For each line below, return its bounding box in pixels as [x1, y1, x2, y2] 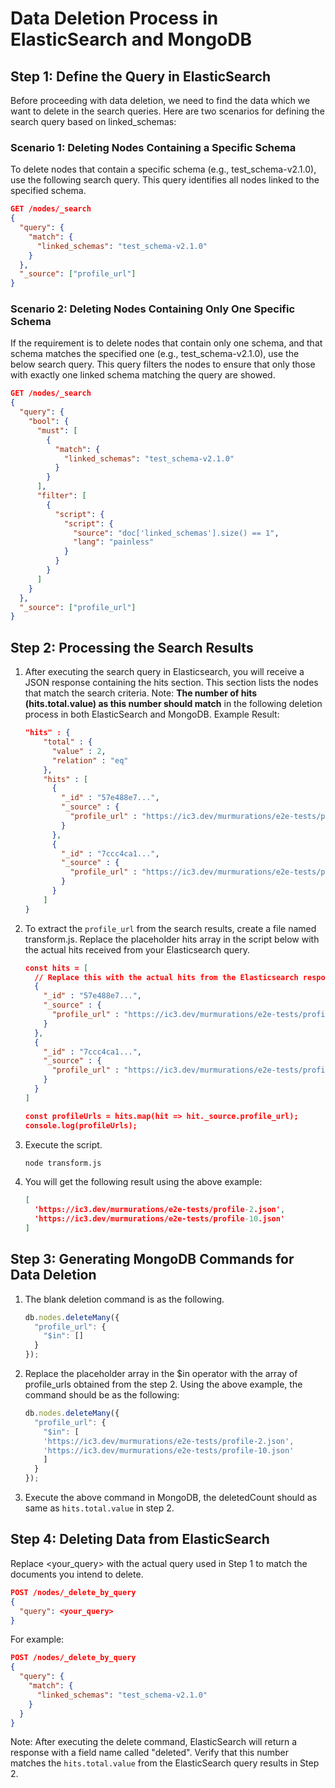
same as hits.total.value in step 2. [24, 1502, 175, 1514]
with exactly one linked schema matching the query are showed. [10, 369, 276, 381]
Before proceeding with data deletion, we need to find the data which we [10, 95, 311, 106]
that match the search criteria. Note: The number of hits [24, 687, 258, 699]
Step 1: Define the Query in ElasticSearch [10, 68, 272, 85]
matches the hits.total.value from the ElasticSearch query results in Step [10, 1757, 320, 1769]
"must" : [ [36, 425, 78, 436]
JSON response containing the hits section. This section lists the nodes [24, 677, 319, 689]
